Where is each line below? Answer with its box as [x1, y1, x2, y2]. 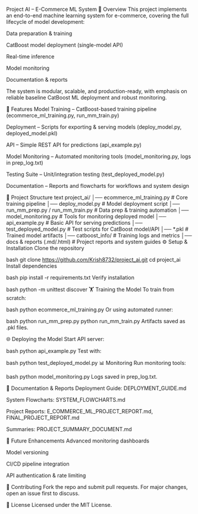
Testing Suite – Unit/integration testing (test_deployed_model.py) [6, 171, 165, 178]
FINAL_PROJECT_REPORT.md [6, 414, 80, 421]
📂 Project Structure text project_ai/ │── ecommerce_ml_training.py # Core [6, 194, 188, 201]
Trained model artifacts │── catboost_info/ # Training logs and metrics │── [6, 232, 192, 239]
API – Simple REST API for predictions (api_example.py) [6, 141, 142, 148]
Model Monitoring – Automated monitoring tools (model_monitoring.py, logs [6, 153, 191, 160]
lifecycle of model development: [6, 18, 85, 25]
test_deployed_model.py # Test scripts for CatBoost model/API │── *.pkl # [6, 225, 189, 233]
